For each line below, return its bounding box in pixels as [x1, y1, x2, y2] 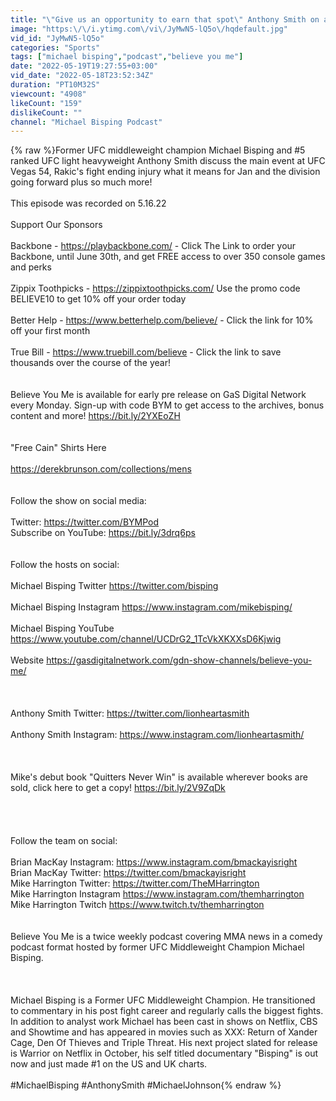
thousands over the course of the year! [10, 357, 171, 369]
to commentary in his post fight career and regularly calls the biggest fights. [10, 1005, 324, 1017]
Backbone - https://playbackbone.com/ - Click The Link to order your [10, 240, 297, 252]
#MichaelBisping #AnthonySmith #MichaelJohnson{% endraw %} [10, 1079, 282, 1091]
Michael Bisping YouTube [10, 622, 115, 635]
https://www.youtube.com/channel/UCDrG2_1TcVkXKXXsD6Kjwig [10, 633, 282, 645]
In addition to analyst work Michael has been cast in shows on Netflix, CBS [10, 1016, 318, 1028]
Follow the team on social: [10, 835, 118, 847]
